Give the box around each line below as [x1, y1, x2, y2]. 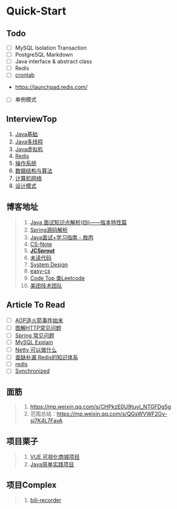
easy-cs [30, 267, 51, 274]
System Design [30, 261, 68, 268]
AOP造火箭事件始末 [14, 317, 63, 324]
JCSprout [30, 247, 55, 254]
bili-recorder [30, 496, 62, 504]
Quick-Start [6, 4, 66, 18]
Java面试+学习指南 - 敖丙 [30, 234, 94, 241]
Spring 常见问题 [14, 332, 54, 339]
